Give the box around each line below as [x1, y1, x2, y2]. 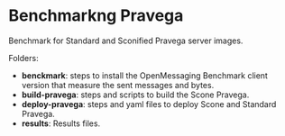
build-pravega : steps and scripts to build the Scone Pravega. [21, 89, 250, 100]
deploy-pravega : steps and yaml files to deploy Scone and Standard [21, 98, 277, 109]
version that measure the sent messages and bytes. [21, 79, 215, 90]
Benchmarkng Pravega [8, 5, 184, 26]
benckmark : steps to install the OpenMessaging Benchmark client [21, 69, 268, 81]
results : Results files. [21, 118, 101, 129]
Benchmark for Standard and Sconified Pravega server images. [8, 35, 244, 46]
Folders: [8, 52, 39, 63]
